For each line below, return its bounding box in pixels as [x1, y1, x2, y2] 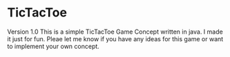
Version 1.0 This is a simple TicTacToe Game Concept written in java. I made [7, 27, 223, 36]
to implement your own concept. [7, 42, 100, 50]
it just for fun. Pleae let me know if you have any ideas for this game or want [7, 34, 224, 43]
